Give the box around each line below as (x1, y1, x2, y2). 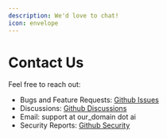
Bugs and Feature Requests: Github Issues (19, 95, 159, 104)
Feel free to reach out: (8, 80, 81, 89)
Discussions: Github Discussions (19, 104, 127, 113)
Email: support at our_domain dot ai (19, 112, 137, 122)
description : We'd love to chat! (8, 11, 119, 20)
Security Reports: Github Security (19, 120, 130, 130)
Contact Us (8, 53, 84, 72)
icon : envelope (8, 19, 59, 27)
